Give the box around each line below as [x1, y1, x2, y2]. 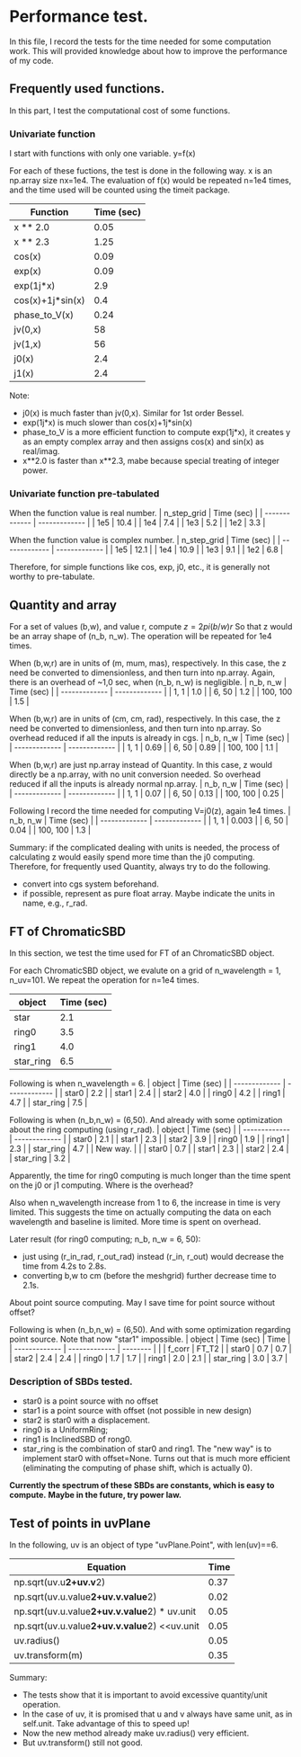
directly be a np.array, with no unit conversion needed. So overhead [9, 769, 261, 780]
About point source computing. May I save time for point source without [9, 1297, 276, 1307]
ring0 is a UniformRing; [22, 1424, 109, 1435]
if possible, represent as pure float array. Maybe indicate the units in [22, 888, 276, 899]
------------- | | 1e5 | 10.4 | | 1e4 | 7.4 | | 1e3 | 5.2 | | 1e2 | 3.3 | [38, 517, 266, 528]
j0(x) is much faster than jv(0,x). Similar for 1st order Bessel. [22, 407, 244, 419]
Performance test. [9, 6, 148, 27]
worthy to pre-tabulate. [9, 571, 95, 582]
